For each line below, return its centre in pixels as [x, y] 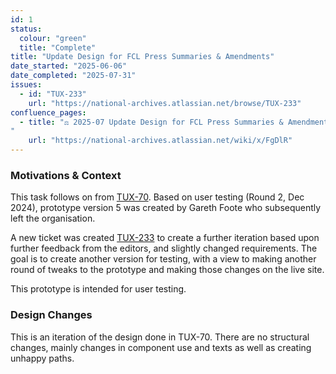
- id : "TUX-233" [53, 94]
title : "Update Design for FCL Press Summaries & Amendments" [142, 57]
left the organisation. [53, 218]
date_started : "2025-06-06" [69, 66]
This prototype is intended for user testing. [98, 289]
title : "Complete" [58, 47]
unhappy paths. [42, 358]
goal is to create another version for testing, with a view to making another [163, 259]
